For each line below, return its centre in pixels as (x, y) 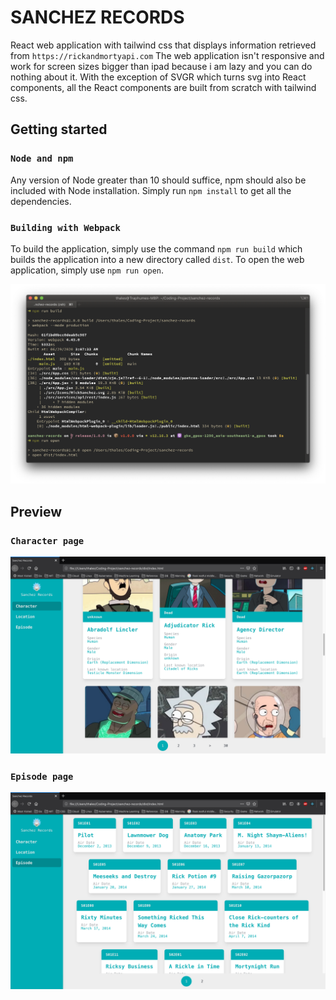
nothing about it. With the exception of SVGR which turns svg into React (158, 77)
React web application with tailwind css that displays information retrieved (163, 45)
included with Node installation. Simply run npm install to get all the (151, 190)
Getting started (59, 129)
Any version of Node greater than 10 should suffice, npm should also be (158, 180)
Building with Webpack (65, 227)
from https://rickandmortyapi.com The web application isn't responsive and (167, 55)
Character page (47, 540)
